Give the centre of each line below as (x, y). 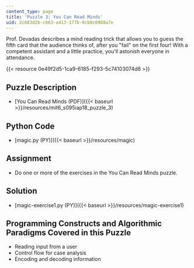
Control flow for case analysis (50, 253)
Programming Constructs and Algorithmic (84, 224)
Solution (22, 191)
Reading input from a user (46, 247)
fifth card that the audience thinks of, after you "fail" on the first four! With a (97, 45)
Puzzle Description (41, 87)
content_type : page (30, 11)
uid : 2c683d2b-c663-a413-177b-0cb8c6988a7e (60, 22)
